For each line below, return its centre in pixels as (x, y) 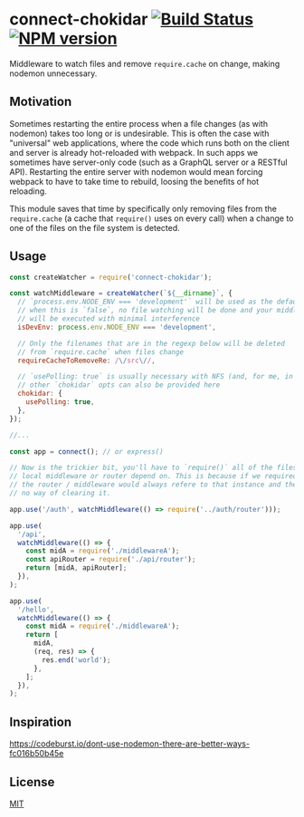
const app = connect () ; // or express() (87, 452)
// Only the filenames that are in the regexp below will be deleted (151, 343)
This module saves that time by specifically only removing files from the (143, 208)
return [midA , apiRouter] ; (76, 568)
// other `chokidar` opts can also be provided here (119, 385)
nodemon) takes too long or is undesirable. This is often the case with (139, 133)
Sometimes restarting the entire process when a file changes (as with (139, 123)
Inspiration (41, 721)
